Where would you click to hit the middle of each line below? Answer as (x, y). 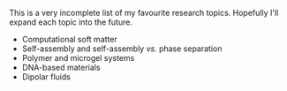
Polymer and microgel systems (78, 58)
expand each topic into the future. (71, 22)
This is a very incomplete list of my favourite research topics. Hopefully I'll (144, 13)
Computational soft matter (69, 39)
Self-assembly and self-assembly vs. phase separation (122, 49)
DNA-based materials (61, 67)
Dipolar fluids (46, 77)
